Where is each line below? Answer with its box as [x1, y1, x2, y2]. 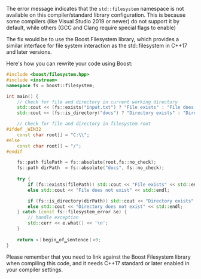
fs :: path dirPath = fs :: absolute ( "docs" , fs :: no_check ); [17, 165, 165, 171]
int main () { [6, 93, 39, 99]
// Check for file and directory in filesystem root [17, 121, 151, 127]
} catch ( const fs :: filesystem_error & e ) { [17, 209, 127, 215]
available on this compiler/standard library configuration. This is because [6, 11, 186, 19]
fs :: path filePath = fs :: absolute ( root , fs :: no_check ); [17, 160, 157, 165]
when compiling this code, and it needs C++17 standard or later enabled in [6, 259, 190, 266]
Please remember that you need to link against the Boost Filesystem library [6, 253, 191, 260]
